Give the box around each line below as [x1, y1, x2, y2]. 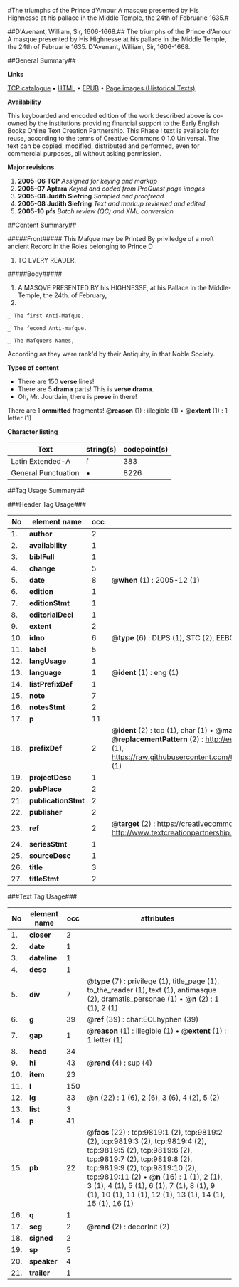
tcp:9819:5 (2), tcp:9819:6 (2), [87, 1145, 193, 1155]
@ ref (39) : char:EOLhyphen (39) [87, 1015, 199, 1024]
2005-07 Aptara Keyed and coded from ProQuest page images [17, 184, 206, 193]
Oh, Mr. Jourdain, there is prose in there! [17, 393, 137, 401]
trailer [29, 1268, 51, 1278]
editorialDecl [29, 610, 73, 620]
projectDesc [29, 773, 72, 782]
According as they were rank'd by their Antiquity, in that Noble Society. [7, 350, 216, 358]
